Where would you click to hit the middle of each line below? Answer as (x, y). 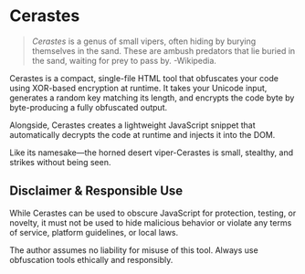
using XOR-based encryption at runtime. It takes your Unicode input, (138, 88)
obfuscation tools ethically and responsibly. (91, 259)
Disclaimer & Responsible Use (96, 191)
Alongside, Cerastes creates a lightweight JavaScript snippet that (132, 125)
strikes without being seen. (60, 162)
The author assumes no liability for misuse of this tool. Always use (134, 250)
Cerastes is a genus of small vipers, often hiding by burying (144, 41)
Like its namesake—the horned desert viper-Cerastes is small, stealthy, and (152, 153)
